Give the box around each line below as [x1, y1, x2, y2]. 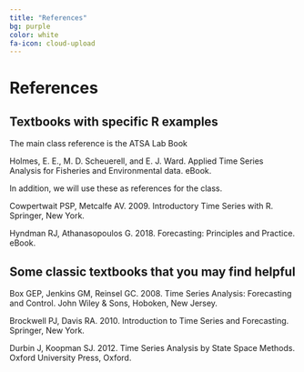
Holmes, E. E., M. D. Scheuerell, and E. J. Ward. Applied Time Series [9, 156, 264, 166]
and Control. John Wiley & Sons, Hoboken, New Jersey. [9, 297, 218, 309]
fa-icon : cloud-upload [9, 38, 96, 48]
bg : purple [9, 22, 51, 31]
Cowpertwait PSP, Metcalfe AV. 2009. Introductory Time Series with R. [9, 201, 274, 212]
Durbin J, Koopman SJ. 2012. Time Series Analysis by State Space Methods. [9, 343, 296, 354]
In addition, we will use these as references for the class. [9, 183, 223, 194]
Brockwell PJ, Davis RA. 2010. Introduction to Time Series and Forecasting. [9, 316, 289, 327]
